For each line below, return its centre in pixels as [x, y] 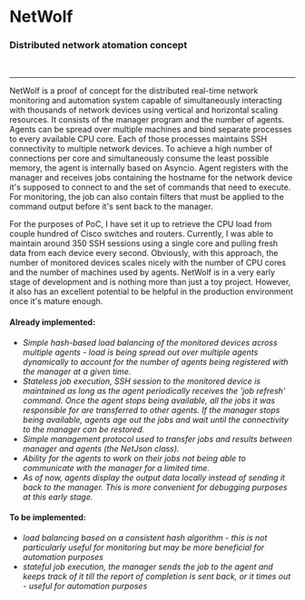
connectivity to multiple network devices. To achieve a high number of [141, 149]
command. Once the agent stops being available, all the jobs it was [148, 400]
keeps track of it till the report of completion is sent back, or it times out [157, 576]
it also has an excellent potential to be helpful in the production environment [151, 291]
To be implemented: [48, 517]
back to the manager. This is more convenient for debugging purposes [155, 487]
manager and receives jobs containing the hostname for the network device [151, 178]
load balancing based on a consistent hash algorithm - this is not [145, 537]
